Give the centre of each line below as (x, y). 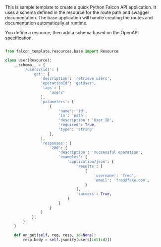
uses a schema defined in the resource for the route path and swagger (77, 12)
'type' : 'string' (76, 129)
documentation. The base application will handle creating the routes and (79, 18)
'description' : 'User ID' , (86, 120)
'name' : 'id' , (73, 111)
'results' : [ (89, 166)
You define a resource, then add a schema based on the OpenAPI (72, 32)
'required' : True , (77, 125)
